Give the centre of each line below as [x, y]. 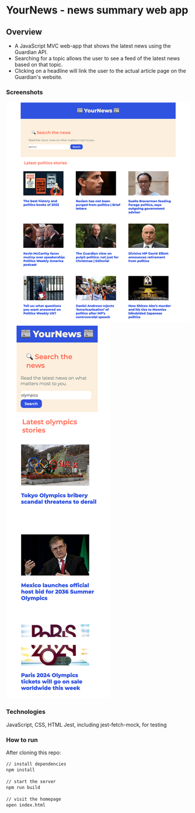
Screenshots [25, 92]
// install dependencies [36, 764]
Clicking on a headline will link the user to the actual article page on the [100, 71]
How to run [22, 740]
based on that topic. [39, 64]
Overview [24, 32]
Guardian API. [31, 52]
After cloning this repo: [34, 753]
